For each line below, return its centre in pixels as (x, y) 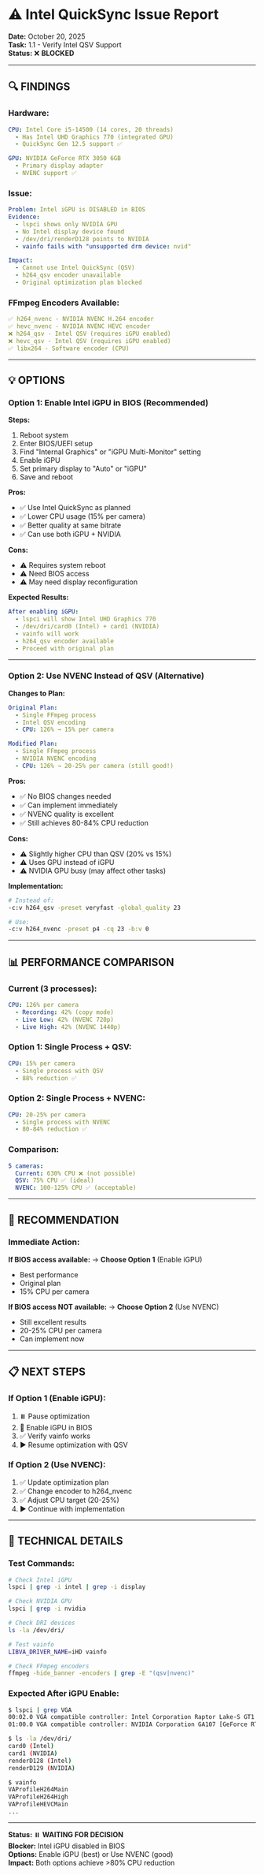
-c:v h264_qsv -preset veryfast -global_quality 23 (94, 908)
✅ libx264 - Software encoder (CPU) (69, 349)
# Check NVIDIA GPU (40, 1601)
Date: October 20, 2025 (47, 36)
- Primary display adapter (59, 166)
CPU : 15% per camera (42, 1063)
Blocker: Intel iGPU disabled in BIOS (67, 1846)
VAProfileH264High (38, 1797)
